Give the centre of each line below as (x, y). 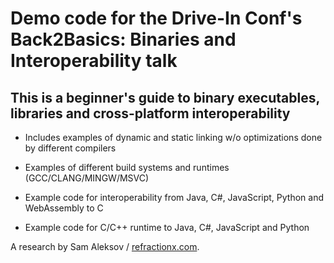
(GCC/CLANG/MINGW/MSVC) (87, 178)
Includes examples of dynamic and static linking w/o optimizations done (173, 137)
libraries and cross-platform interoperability (150, 113)
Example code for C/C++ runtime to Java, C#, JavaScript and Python (167, 227)
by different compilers (70, 148)
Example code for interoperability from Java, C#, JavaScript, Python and (174, 197)
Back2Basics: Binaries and (123, 39)
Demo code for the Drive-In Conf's (156, 18)
